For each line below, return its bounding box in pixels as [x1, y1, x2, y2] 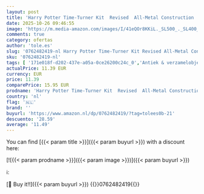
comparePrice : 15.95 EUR [6, 82, 69, 89]
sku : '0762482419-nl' [6, 54, 61, 60]
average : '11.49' [6, 122, 50, 128]
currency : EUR [6, 71, 42, 77]
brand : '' [6, 104, 32, 111]
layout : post [6, 8, 39, 15]
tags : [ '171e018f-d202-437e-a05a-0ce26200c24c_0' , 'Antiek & [6, 59, 165, 65]
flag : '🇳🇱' [6, 99, 36, 105]
